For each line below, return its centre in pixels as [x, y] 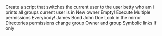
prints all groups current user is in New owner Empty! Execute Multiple [78, 12]
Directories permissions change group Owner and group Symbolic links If [81, 23]
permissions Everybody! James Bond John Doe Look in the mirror [73, 18]
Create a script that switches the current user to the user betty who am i [80, 7]
